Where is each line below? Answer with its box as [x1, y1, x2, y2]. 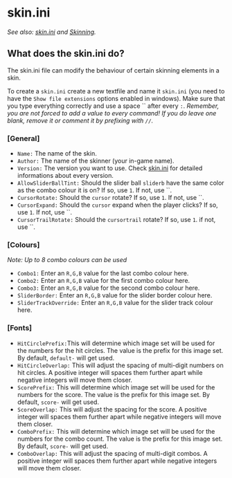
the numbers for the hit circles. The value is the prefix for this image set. [17, 346, 224, 354]
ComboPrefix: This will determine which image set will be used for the [17, 427, 215, 435]
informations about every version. [17, 172, 114, 180]
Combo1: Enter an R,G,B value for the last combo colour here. [17, 269, 189, 277]
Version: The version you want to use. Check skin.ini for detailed [17, 164, 203, 172]
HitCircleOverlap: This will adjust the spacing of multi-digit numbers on [17, 361, 224, 369]
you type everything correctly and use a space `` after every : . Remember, [7, 102, 220, 110]
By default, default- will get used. [17, 353, 115, 362]
